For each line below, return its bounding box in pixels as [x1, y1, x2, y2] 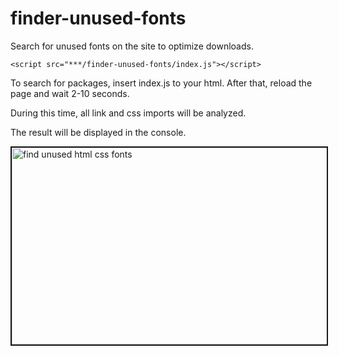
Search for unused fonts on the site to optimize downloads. [10, 40, 254, 52]
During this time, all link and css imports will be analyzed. [10, 107, 247, 119]
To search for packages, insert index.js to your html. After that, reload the [10, 77, 313, 89]
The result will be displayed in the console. [10, 126, 187, 138]
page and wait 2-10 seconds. [10, 87, 130, 99]
